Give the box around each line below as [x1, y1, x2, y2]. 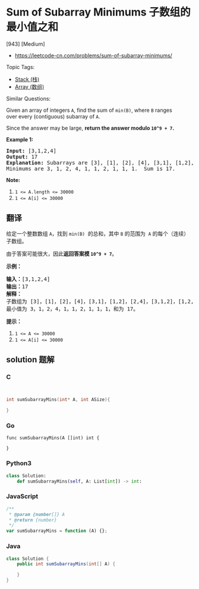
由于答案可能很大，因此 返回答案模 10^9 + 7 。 [6, 250, 118, 257]
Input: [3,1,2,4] [6, 147, 56, 154]
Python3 [6, 459, 31, 468]
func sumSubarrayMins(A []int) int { [6, 435, 100, 441]
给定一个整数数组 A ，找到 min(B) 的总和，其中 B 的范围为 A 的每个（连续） [6, 230, 189, 237]
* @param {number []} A [8, 511, 65, 518]
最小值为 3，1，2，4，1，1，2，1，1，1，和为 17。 [6, 305, 139, 312]
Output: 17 [6, 153, 38, 160]
